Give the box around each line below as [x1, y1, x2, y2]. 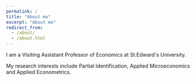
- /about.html [11, 35, 46, 41]
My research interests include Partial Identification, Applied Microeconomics [6, 62, 190, 69]
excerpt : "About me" [6, 19, 57, 25]
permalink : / [6, 8, 38, 14]
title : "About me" [6, 14, 51, 20]
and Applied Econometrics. [6, 69, 71, 75]
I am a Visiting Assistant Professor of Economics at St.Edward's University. [6, 51, 186, 58]
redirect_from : [6, 24, 43, 31]
